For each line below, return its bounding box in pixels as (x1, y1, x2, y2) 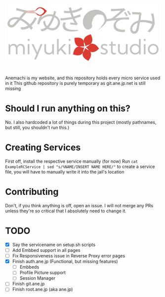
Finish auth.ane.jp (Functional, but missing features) (12, 258, 118, 264)
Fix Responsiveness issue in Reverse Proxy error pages (12, 253, 125, 259)
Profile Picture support (19, 270, 66, 276)
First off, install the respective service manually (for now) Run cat (5, 158, 138, 165)
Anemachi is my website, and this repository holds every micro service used (5, 75, 161, 81)
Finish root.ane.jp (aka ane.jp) (12, 287, 73, 293)
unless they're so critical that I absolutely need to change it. (5, 208, 127, 214)
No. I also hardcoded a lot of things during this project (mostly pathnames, (5, 119, 157, 125)
